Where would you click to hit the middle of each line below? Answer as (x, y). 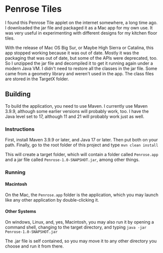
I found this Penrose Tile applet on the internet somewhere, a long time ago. (81, 23)
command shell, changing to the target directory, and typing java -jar (76, 227)
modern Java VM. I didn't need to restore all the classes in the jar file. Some (81, 68)
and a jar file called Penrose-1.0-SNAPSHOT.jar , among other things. (72, 160)
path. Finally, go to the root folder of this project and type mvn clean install (82, 145)
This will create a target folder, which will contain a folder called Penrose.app (82, 155)
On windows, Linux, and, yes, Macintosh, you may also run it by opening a (80, 222)
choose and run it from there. (34, 246)
